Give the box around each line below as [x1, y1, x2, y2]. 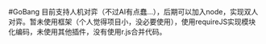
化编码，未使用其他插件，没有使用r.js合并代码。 [8, 27, 167, 36]
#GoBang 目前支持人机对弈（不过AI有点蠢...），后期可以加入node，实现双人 [8, 7, 259, 16]
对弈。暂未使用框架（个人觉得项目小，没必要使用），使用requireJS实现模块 [8, 17, 256, 26]
